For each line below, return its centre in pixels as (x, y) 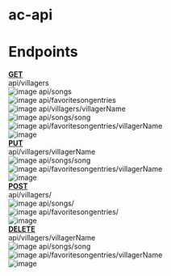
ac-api (31, 15)
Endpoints (43, 52)
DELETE (22, 229)
